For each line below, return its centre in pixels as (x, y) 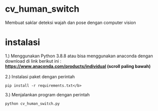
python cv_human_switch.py (32, 104)
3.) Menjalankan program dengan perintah (48, 94)
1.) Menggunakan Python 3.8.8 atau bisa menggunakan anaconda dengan (79, 56)
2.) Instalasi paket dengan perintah (40, 76)
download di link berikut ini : (33, 61)
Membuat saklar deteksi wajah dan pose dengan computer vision (71, 22)
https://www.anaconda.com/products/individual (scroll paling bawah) (78, 66)
